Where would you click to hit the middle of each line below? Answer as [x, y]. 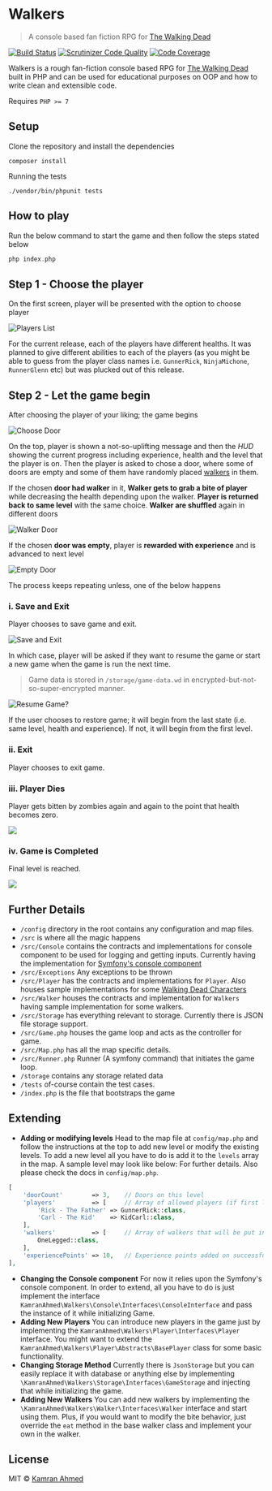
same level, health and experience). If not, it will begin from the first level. [131, 728]
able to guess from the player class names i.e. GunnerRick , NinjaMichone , [129, 361]
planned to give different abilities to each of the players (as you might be [129, 352]
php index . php [32, 259]
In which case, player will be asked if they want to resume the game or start [134, 655]
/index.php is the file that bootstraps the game [98, 1093]
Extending [35, 1119]
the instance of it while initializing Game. [87, 1313]
